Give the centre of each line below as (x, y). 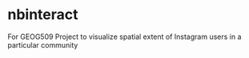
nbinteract (43, 15)
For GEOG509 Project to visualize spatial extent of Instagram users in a (124, 37)
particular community (43, 44)
